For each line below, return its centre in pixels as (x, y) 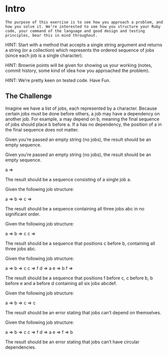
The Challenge (29, 96)
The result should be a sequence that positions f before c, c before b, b (79, 278)
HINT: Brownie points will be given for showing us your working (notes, (79, 65)
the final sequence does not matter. (42, 129)
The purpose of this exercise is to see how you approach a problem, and (84, 22)
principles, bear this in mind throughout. (52, 35)
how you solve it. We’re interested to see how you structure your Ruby (83, 26)
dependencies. (21, 347)
